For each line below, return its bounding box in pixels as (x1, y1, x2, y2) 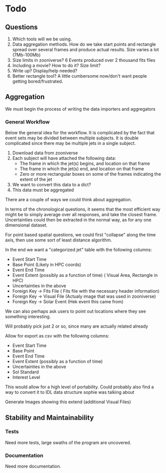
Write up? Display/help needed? (12, 68, 78, 74)
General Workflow (5, 118, 50, 125)
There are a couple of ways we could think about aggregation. (5, 197, 132, 203)
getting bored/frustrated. (12, 78, 63, 84)
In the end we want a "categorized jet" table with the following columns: (5, 247, 152, 253)
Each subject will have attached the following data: (12, 155, 116, 161)
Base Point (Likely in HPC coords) (12, 262, 81, 268)
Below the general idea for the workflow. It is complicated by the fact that (5, 130, 155, 136)
